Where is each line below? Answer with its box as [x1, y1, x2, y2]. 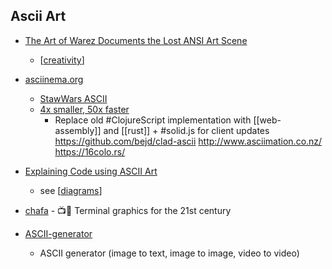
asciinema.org [24, 73, 84, 85]
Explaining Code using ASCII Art [24, 165, 158, 177]
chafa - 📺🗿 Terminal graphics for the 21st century [24, 204, 232, 216]
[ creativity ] [39, 54, 85, 66]
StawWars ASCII [39, 92, 108, 104]
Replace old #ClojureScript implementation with [54, 114, 252, 126]
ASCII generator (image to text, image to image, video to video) [39, 247, 300, 259]
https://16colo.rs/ [54, 145, 126, 158]
